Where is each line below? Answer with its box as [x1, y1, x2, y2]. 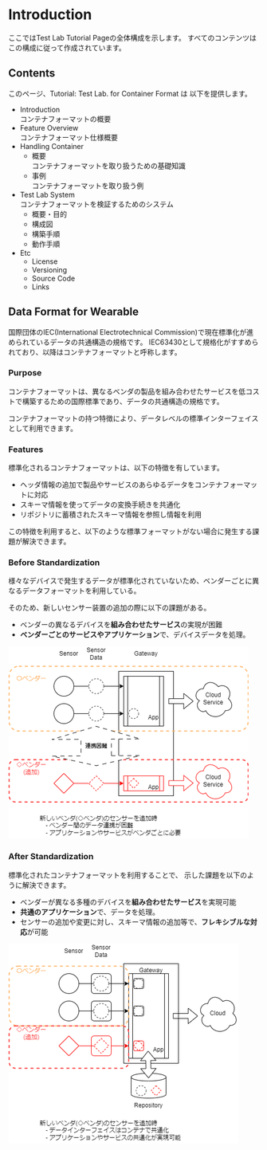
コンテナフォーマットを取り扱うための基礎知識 [31, 161, 186, 171]
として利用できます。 [8, 423, 78, 433]
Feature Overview [19, 123, 79, 132]
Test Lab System [19, 190, 76, 199]
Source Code [31, 273, 76, 283]
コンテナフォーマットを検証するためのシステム [19, 199, 174, 209]
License [31, 257, 58, 266]
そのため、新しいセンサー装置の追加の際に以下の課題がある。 [8, 603, 211, 613]
